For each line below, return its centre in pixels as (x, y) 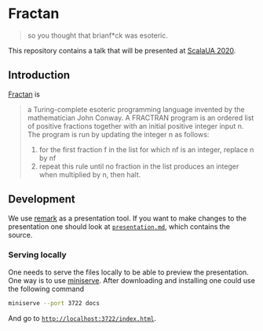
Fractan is (24, 94)
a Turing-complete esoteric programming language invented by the (136, 109)
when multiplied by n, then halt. (90, 174)
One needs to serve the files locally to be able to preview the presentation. (128, 272)
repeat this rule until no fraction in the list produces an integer (139, 166)
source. (20, 235)
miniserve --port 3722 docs (54, 303)
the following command (46, 289)
